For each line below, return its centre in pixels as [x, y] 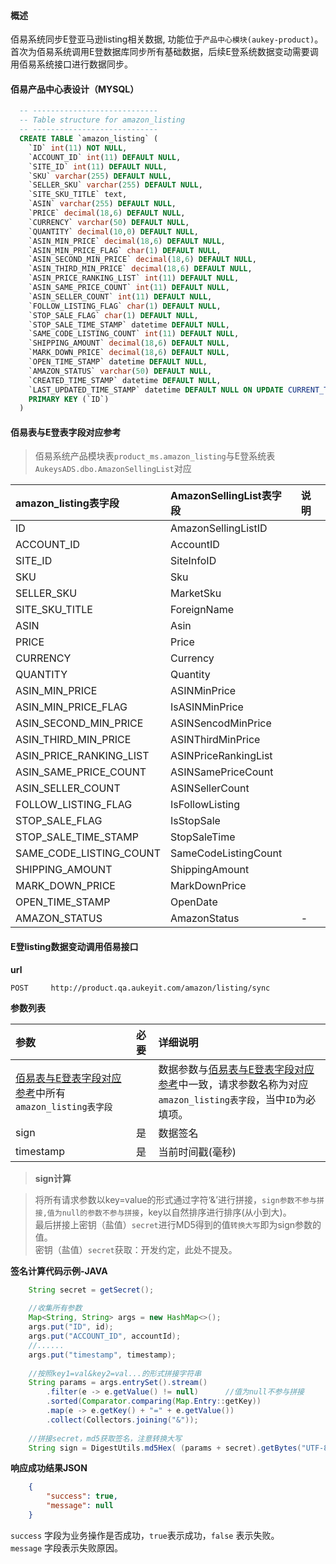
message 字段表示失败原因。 [67, 1547]
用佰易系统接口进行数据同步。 [71, 64]
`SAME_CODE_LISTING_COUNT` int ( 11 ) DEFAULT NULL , [134, 334]
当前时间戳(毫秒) [197, 1152]
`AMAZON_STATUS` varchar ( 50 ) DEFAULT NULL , [120, 371]
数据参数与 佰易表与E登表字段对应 [236, 1069]
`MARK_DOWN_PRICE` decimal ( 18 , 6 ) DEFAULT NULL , [129, 353]
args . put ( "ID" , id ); [71, 1327]
